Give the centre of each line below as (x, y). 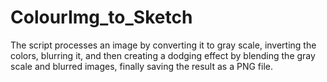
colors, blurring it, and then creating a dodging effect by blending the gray (163, 55)
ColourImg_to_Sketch (101, 17)
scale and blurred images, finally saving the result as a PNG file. (141, 66)
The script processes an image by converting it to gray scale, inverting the (163, 45)
